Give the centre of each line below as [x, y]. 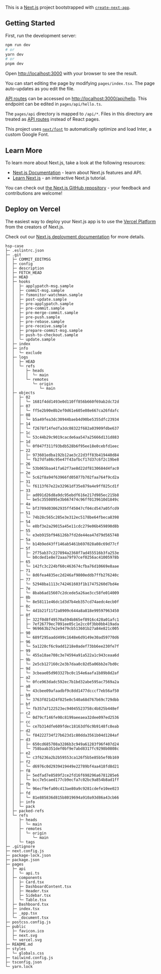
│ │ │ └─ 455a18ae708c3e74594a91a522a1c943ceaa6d [62, 655]
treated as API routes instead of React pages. [53, 119]
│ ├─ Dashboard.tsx [27, 904]
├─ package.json [22, 860]
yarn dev [14, 54]
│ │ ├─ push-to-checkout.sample [42, 335]
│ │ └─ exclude [24, 353]
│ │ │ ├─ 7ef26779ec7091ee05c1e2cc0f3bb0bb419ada [62, 624]
